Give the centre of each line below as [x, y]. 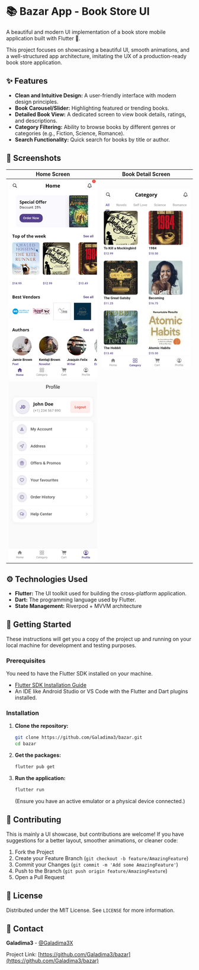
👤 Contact [25, 929]
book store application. [34, 62]
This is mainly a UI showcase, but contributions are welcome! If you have [95, 834]
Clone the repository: [41, 726]
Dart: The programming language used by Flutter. [75, 600]
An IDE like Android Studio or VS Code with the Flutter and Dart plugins [101, 692]
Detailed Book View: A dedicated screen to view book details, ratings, [100, 114]
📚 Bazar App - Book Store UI [78, 12]
